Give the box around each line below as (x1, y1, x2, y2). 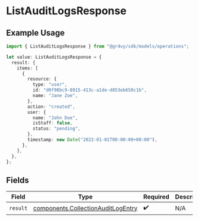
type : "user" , (32, 82, 68, 88)
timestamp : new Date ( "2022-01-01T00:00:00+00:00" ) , (27, 137, 158, 143)
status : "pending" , (32, 126, 81, 132)
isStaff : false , (32, 120, 73, 126)
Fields (6, 175, 30, 185)
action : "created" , (27, 104, 76, 110)
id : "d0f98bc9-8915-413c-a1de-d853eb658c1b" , (32, 87, 147, 93)
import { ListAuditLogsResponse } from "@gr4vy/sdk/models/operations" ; (6, 43, 190, 49)
